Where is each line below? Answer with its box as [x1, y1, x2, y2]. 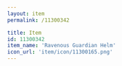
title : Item [7, 29, 42, 36]
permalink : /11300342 [7, 17, 70, 24]
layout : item [7, 10, 45, 17]
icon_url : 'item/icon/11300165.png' [7, 49, 113, 56]
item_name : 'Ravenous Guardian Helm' [7, 42, 116, 49]
